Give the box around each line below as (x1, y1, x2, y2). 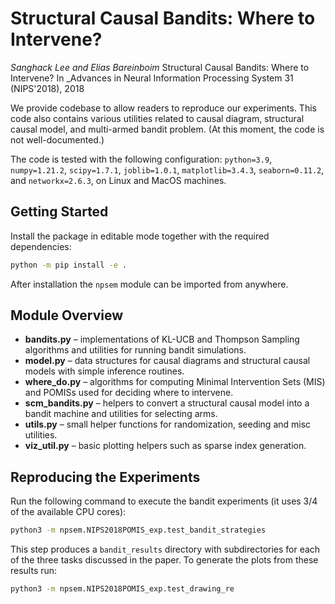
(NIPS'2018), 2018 (10, 82, 85, 94)
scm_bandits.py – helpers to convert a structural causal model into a (24, 397, 310, 409)
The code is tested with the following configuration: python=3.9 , (10, 153, 273, 165)
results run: (10, 565, 58, 577)
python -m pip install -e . (10, 260, 128, 270)
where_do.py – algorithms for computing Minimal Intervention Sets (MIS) (24, 376, 326, 388)
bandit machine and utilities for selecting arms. (24, 408, 218, 420)
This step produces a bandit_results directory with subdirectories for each (10, 543, 321, 556)
